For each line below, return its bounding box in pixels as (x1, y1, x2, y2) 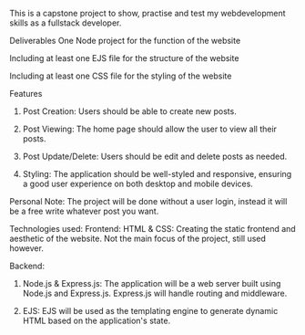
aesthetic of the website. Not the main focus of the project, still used (9, 233, 267, 244)
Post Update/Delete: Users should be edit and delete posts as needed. (22, 151, 288, 162)
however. (9, 243, 44, 254)
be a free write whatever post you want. (9, 205, 159, 216)
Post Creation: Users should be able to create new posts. (22, 106, 237, 117)
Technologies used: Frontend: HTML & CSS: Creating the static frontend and (9, 224, 296, 234)
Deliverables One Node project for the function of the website (9, 36, 241, 46)
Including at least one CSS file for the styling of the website (9, 70, 232, 81)
